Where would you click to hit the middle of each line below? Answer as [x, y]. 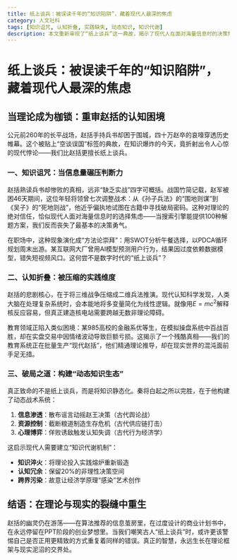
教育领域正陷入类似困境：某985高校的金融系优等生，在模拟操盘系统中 [109, 327]
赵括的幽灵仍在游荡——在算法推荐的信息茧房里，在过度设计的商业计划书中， [119, 523]
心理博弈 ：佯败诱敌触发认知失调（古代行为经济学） [92, 432]
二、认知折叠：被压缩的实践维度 [62, 278]
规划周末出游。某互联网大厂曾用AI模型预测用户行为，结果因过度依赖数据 [112, 249]
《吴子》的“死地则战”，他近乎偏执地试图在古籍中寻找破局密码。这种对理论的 [118, 207]
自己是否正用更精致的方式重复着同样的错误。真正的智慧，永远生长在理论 [118, 540]
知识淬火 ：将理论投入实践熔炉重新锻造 [73, 462]
